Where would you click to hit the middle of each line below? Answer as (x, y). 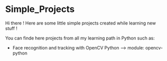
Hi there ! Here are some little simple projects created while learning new (80, 23)
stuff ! (11, 28)
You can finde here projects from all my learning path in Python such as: (80, 38)
